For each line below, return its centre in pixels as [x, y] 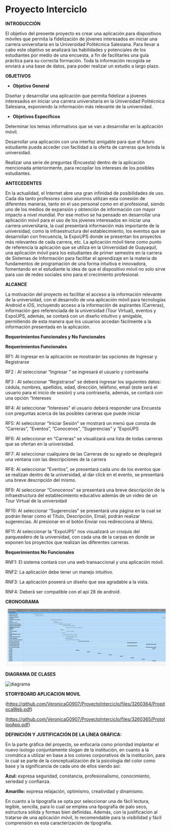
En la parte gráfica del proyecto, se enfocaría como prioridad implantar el [82, 744]
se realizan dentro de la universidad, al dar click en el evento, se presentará [84, 474]
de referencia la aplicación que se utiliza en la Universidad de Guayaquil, [81, 247]
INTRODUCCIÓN [23, 23]
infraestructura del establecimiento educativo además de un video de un [81, 495]
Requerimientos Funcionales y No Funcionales [55, 337]
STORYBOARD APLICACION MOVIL [43, 694]
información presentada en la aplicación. [48, 327]
